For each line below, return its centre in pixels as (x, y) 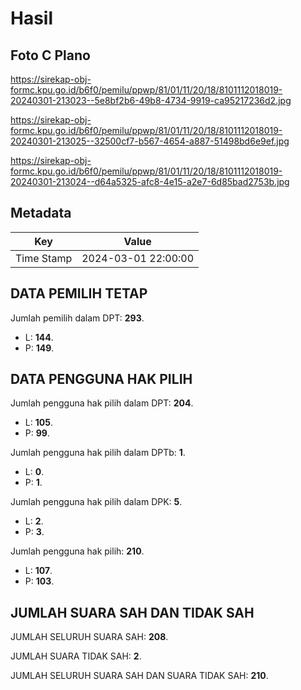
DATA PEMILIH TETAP (79, 293)
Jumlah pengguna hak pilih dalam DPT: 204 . (102, 403)
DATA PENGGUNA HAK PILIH (101, 379)
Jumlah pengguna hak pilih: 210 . (77, 551)
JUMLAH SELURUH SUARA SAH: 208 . (89, 637)
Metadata (41, 213)
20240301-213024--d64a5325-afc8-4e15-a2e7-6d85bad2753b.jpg (150, 181)
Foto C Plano (50, 55)
